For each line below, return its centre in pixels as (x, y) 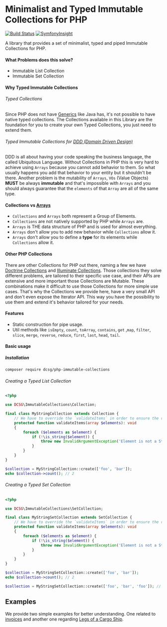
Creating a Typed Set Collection (38, 485)
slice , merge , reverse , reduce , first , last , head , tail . (66, 335)
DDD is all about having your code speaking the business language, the (78, 157)
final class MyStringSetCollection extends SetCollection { (69, 518)
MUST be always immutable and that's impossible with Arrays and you (78, 183)
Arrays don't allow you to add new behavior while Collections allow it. (84, 232)
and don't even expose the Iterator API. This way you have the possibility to (83, 297)
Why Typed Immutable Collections (42, 87)
